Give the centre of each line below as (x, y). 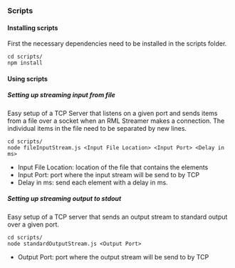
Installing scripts (33, 28)
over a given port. (33, 224)
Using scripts (28, 79)
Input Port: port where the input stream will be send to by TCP (109, 174)
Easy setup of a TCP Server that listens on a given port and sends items (113, 113)
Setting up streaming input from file (61, 95)
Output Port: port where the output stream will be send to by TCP (113, 257)
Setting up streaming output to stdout (64, 199)
